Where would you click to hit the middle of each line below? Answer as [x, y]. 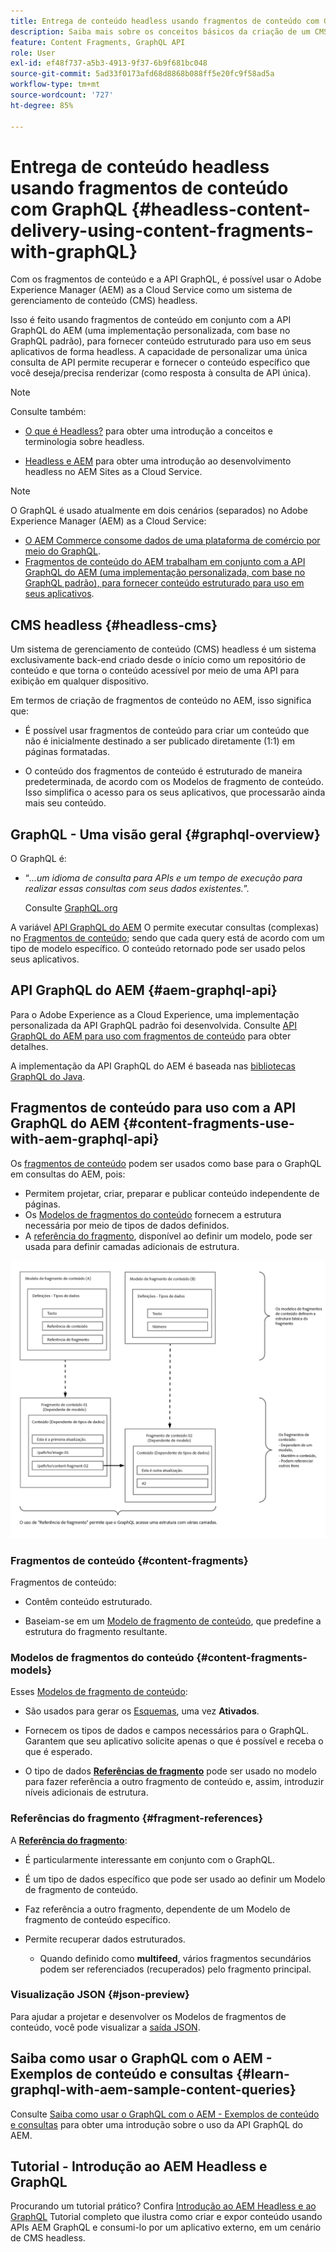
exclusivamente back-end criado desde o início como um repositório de [158, 660]
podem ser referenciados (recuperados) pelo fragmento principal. [175, 1969]
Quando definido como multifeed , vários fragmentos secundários [175, 1958]
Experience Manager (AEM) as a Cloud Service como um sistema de [151, 290]
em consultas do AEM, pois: [68, 1174]
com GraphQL [69, 209]
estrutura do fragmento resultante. [96, 1631]
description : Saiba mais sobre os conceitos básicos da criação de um [160, 31]
